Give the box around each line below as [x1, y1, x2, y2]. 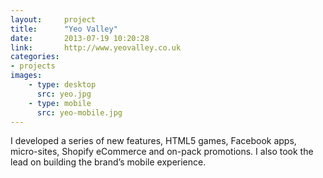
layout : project [10, 14, 97, 25]
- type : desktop [28, 80, 97, 90]
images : [10, 71, 43, 81]
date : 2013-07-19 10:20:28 [10, 33, 150, 43]
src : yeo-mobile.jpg [36, 107, 123, 118]
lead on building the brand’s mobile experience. [10, 156, 207, 168]
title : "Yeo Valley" [10, 24, 118, 34]
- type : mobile [28, 98, 92, 108]
